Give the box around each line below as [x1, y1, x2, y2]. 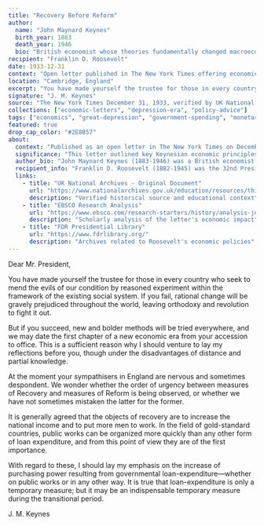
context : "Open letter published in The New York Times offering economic [8, 70, 258, 78]
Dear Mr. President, [8, 259, 71, 268]
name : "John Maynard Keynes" [15, 26, 111, 34]
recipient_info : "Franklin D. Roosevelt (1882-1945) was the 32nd [15, 165, 237, 173]
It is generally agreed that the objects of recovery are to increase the [8, 411, 230, 421]
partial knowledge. [8, 356, 68, 366]
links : [15, 172, 37, 181]
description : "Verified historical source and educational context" [28, 194, 258, 202]
